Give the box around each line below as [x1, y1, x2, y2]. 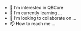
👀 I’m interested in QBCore [9, 5, 64, 10]
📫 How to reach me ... [9, 21, 55, 27]
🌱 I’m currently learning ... [9, 10, 62, 16]
